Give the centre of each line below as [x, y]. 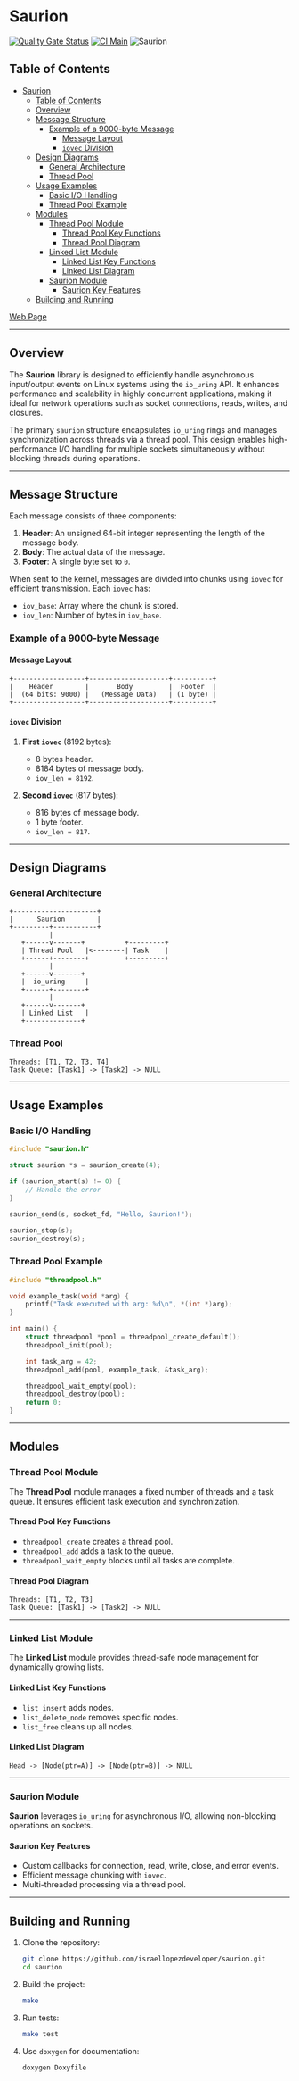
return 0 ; [44, 1403]
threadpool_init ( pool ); [69, 1345]
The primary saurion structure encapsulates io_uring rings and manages [143, 429]
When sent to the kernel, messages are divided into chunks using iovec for [146, 579]
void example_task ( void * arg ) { [69, 1296]
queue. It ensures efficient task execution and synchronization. [125, 1501]
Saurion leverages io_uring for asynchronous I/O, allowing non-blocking [142, 1816]
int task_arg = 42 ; [61, 1361]
